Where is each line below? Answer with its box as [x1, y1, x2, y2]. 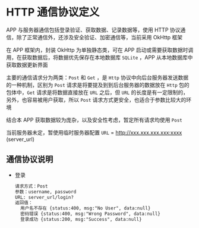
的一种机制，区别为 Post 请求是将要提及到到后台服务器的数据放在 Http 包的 [6, 81, 190, 88]
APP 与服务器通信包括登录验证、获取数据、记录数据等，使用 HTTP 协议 [6, 26, 181, 33]
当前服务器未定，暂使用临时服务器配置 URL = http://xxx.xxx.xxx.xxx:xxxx [6, 129, 182, 136]
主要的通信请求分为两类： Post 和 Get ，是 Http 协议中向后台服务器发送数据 [6, 74, 189, 81]
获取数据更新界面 [6, 61, 48, 68]
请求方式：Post [14, 183, 48, 189]
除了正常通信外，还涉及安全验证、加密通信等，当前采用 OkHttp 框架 [16, 33, 183, 40]
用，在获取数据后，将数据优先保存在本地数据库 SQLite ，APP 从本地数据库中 [6, 54, 193, 61]
